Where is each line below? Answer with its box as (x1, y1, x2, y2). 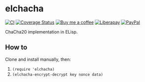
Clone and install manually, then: (5, 56, 72, 62)
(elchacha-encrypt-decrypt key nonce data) (12, 72, 104, 77)
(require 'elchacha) (12, 67, 55, 72)
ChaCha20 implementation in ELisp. (5, 29, 78, 35)
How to (5, 43, 28, 52)
